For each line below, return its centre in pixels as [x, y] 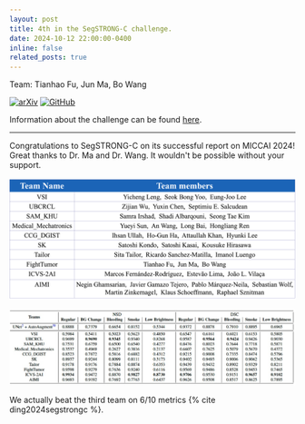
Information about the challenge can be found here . [106, 120]
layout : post [34, 19]
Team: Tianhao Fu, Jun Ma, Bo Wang [78, 84]
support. [25, 165]
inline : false [36, 48]
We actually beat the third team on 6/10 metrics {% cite [113, 400]
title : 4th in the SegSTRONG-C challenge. [91, 29]
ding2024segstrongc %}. [57, 409]
